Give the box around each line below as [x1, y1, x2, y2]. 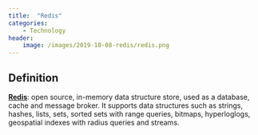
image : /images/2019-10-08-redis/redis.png [22, 42, 170, 50]
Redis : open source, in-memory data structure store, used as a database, [8, 92, 250, 101]
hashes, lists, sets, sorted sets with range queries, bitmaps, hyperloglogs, [8, 109, 251, 118]
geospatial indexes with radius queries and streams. [8, 117, 180, 127]
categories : [8, 19, 48, 27]
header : [8, 34, 34, 42]
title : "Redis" [8, 11, 62, 20]
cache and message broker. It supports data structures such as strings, [8, 101, 244, 110]
